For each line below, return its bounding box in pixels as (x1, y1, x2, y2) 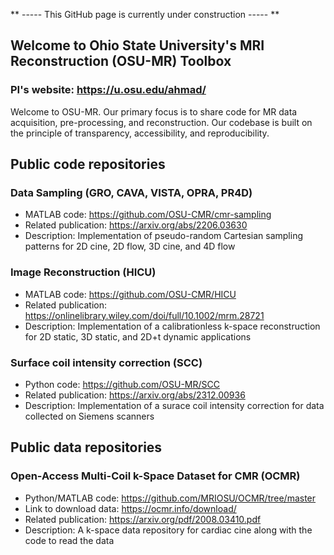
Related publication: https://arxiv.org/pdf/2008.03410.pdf (24, 513, 262, 525)
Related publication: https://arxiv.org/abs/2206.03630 (24, 219, 248, 231)
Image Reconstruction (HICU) (10, 265, 157, 279)
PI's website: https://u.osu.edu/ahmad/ (10, 83, 207, 97)
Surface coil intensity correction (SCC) (10, 355, 203, 369)
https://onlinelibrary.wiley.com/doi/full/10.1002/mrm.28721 (24, 309, 265, 321)
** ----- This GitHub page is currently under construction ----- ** (10, 9, 280, 20)
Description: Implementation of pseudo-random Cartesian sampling (24, 230, 304, 242)
